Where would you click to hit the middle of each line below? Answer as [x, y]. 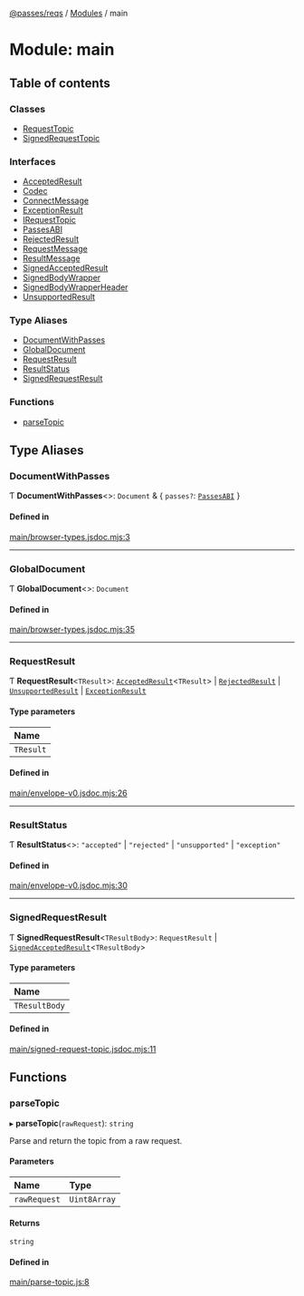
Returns [25, 1223]
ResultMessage [51, 258]
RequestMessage [55, 249]
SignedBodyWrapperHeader [75, 287]
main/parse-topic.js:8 [49, 1282]
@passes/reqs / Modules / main [69, 13]
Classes [28, 109]
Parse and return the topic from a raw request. [96, 1140]
